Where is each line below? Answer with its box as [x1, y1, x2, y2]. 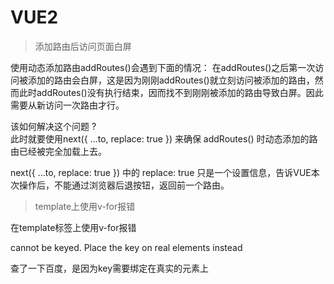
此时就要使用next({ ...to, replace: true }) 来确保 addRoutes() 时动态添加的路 [10, 132, 318, 145]
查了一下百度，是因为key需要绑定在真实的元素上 [10, 262, 210, 274]
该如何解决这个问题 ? [10, 120, 97, 132]
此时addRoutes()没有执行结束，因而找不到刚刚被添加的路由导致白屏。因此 [18, 86, 324, 98]
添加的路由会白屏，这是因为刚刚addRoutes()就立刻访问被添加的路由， [27, 74, 315, 86]
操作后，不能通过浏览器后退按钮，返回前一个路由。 [18, 179, 230, 191]
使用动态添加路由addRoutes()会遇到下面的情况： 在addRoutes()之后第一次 [10, 61, 316, 73]
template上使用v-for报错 [34, 200, 136, 212]
